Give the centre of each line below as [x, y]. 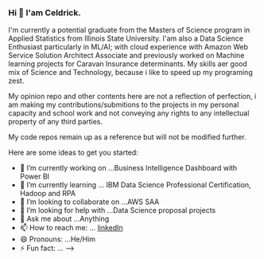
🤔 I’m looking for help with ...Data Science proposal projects [118, 210]
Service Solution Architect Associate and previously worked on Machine [126, 56]
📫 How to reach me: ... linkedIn [71, 228]
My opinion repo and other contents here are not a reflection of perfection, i [132, 96]
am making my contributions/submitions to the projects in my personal [124, 105]
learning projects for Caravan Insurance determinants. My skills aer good [128, 64]
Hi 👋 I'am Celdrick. [45, 13]
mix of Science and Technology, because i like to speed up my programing [130, 73]
